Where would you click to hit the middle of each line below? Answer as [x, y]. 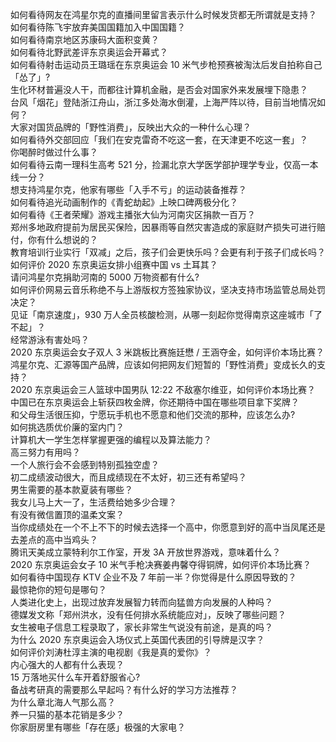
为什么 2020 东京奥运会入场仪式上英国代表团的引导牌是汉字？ [137, 639]
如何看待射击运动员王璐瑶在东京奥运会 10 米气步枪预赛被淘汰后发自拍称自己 [166, 64]
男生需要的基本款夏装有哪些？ [71, 489]
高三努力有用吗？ [45, 452]
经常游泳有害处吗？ [50, 339]
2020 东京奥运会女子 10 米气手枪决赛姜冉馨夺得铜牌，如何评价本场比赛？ [161, 564]
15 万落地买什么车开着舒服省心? [75, 677]
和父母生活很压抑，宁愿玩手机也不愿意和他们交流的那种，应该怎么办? [153, 414]
